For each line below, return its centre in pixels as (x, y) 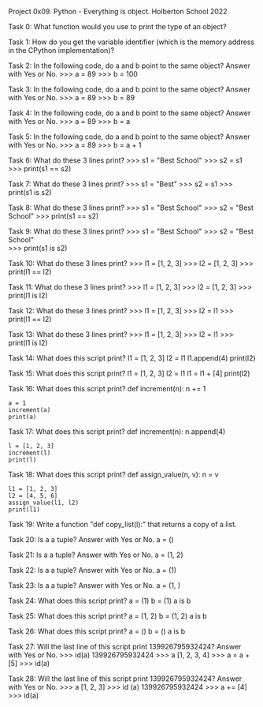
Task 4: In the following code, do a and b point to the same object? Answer (130, 113)
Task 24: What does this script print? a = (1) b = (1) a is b (100, 600)
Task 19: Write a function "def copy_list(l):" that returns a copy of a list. (123, 524)
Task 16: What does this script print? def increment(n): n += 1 (107, 389)
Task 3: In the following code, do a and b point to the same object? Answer (129, 89)
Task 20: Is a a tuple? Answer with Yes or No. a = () (91, 539)
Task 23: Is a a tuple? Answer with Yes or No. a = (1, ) (94, 585)
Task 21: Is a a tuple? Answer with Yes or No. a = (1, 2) (96, 555)
